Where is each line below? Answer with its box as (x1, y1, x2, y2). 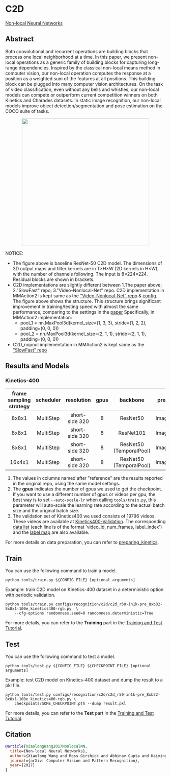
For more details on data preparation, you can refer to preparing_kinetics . (5, 539, 159, 546)
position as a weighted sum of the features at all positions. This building (5, 75, 156, 82)
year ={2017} (10, 763, 36, 768)
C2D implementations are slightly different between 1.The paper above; (12, 281, 162, 288)
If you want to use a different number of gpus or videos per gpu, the (12, 491, 156, 498)
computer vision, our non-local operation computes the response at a (5, 70, 151, 76)
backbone (119, 396, 145, 404)
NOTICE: (5, 250, 24, 256)
